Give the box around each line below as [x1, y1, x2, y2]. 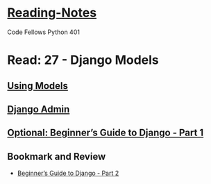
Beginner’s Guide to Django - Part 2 [17, 169, 119, 178]
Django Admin [7, 103, 70, 115]
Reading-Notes [7, 5, 97, 21]
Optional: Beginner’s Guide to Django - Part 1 [7, 127, 204, 139]
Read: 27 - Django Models [7, 52, 160, 68]
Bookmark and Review [7, 151, 106, 162]
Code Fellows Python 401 [7, 28, 80, 36]
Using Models [7, 80, 68, 92]
